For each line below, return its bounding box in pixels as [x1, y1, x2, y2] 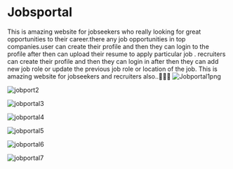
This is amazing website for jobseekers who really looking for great [7, 27, 201, 36]
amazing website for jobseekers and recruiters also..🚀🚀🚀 [7, 72, 171, 81]
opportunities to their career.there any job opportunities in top [7, 34, 186, 43]
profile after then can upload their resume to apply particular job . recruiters [7, 50, 226, 58]
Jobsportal [7, 4, 72, 20]
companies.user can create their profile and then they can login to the [7, 42, 209, 50]
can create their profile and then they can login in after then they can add [7, 57, 219, 65]
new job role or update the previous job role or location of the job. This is [7, 65, 218, 73]
